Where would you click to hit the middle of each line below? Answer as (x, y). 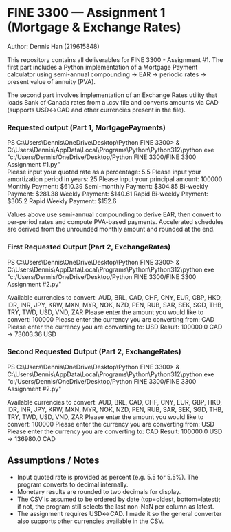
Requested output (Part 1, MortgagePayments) (87, 127)
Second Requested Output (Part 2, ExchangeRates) (94, 351)
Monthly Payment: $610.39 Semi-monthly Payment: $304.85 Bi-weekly (108, 187)
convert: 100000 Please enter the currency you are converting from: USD (111, 424)
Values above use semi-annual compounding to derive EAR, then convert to (114, 214)
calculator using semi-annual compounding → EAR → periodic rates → (107, 74)
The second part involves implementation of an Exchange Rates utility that (112, 95)
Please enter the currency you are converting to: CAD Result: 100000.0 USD (115, 431)
